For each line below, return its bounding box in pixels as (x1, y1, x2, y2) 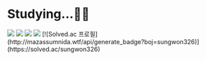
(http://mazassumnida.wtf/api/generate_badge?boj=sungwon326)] (7, 37, 200, 46)
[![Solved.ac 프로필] (41, 30, 98, 38)
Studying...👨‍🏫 (7, 6, 90, 22)
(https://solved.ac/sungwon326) (7, 45, 101, 53)
